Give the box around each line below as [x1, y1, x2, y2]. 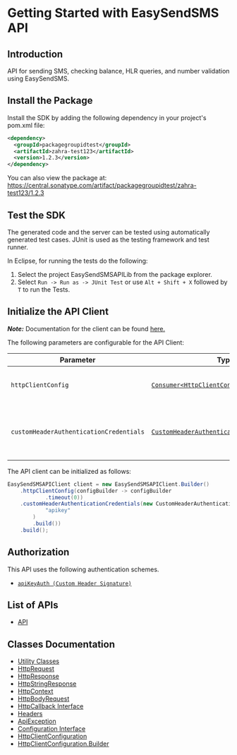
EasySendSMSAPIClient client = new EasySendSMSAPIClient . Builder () [7, 480, 210, 488]
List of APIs [7, 599, 59, 612]
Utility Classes [17, 657, 60, 665]
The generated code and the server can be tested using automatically [7, 228, 210, 236]
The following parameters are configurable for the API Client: [7, 338, 185, 347]
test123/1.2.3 [7, 189, 44, 197]
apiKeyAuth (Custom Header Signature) [17, 580, 132, 587]
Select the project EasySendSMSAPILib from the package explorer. [17, 271, 213, 278]
